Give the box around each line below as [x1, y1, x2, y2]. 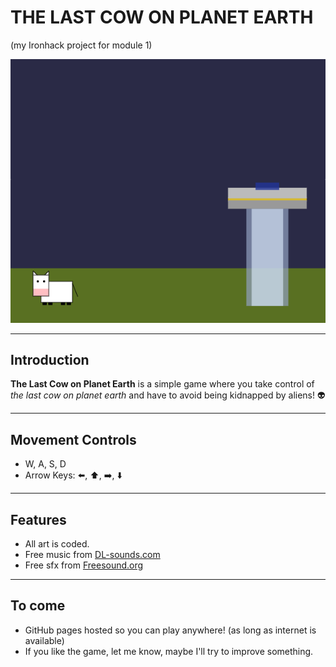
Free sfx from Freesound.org [24, 559, 144, 571]
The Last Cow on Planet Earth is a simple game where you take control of [10, 378, 315, 390]
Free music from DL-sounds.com [24, 549, 161, 561]
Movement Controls [10, 431, 137, 448]
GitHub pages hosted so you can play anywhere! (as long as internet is [24, 624, 317, 636]
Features [10, 511, 67, 528]
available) [24, 634, 65, 646]
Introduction [10, 352, 90, 368]
